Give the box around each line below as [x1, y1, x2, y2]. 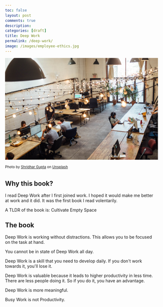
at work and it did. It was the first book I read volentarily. [5, 197, 118, 204]
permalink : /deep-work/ [5, 39, 53, 44]
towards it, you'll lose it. [5, 263, 52, 269]
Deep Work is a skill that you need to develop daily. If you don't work [5, 258, 142, 264]
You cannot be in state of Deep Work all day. [5, 248, 94, 255]
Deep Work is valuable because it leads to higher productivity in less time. [5, 273, 153, 278]
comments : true [5, 18, 36, 23]
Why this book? [5, 180, 53, 188]
